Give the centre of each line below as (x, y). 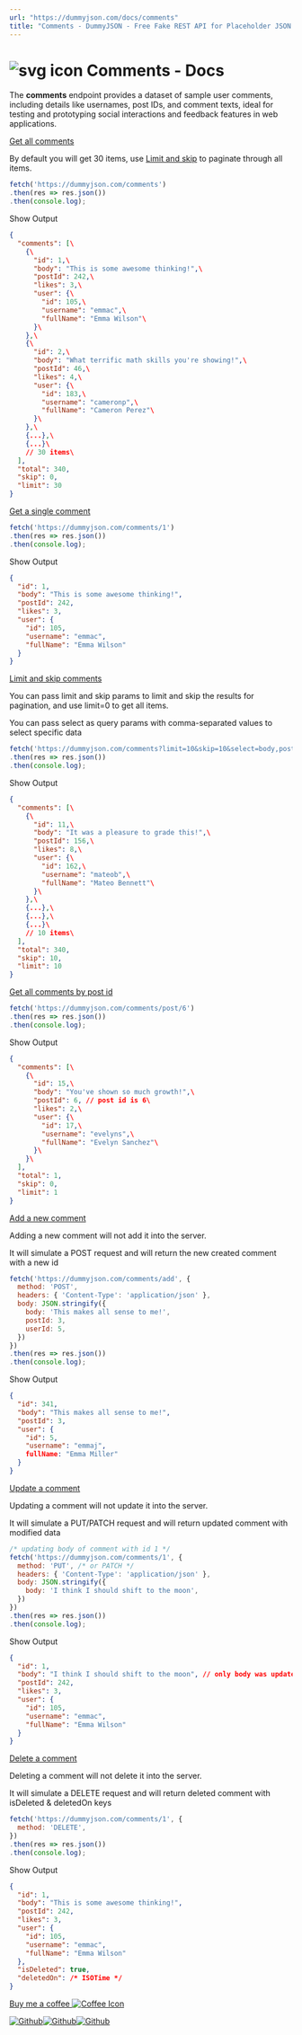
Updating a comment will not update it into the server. (109, 1505)
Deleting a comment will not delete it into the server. (106, 1776)
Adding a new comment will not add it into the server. (108, 1235)
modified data (35, 1532)
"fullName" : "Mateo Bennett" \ (98, 883)
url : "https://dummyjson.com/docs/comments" (94, 18)
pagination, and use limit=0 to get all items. (89, 705)
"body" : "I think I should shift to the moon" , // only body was (142, 1675)
